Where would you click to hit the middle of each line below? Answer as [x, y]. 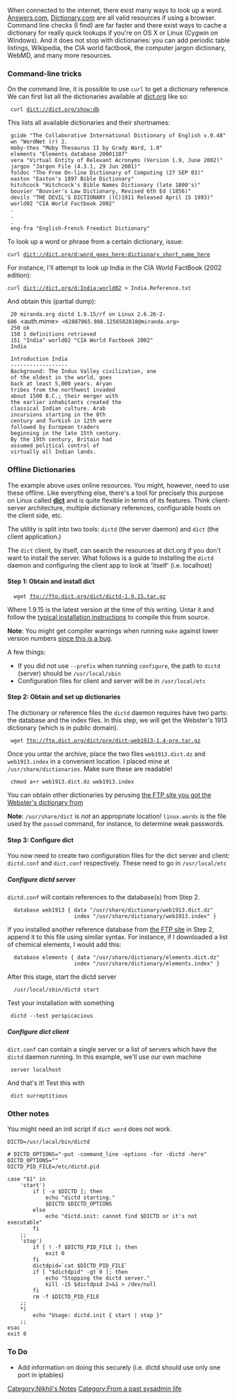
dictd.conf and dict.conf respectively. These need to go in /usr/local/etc [117, 863]
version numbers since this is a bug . [60, 638]
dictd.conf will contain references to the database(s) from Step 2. [104, 897]
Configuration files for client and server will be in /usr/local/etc [112, 681]
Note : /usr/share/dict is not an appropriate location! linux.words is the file [117, 816]
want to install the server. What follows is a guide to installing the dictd [111, 558]
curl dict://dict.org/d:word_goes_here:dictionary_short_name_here [109, 255]
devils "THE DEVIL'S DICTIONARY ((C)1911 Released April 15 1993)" [112, 197]
